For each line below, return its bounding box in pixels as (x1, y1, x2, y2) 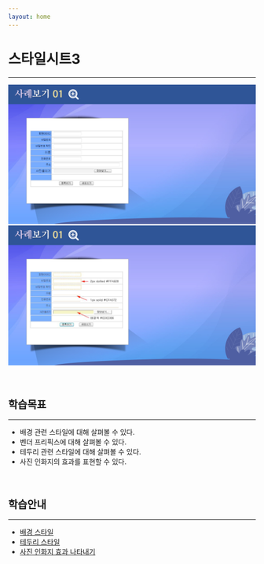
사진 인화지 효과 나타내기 (19, 547, 96, 557)
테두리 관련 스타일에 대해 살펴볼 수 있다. (19, 447, 141, 457)
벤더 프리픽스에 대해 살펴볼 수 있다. (19, 437, 127, 447)
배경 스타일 (19, 528, 54, 537)
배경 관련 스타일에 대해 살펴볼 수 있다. (19, 428, 135, 437)
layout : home (8, 13, 51, 20)
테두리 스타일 (19, 537, 60, 547)
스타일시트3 (8, 50, 81, 68)
